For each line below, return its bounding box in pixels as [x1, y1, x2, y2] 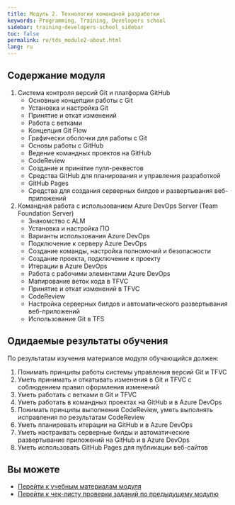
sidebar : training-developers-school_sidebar [7, 23, 144, 30]
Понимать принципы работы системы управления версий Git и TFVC [17, 367, 228, 376]
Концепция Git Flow [28, 126, 87, 135]
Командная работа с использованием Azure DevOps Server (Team [17, 201, 218, 210]
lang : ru [7, 43, 33, 50]
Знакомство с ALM [28, 216, 86, 225]
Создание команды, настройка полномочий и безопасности [28, 246, 211, 255]
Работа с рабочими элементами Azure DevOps [28, 269, 171, 277]
